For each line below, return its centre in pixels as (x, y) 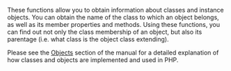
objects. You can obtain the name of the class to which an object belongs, (113, 17)
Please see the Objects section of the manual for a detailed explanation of (113, 52)
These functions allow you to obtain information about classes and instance (115, 10)
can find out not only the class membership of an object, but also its (105, 32)
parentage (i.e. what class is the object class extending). (88, 39)
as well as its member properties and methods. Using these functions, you (114, 24)
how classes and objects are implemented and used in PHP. (93, 60)
